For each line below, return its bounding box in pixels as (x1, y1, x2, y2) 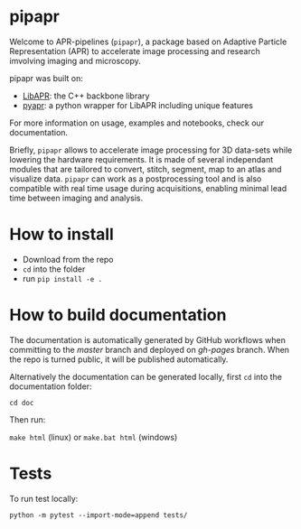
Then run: (9, 413, 46, 425)
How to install (9, 224, 115, 245)
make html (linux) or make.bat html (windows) (9, 432, 178, 442)
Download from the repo (22, 254, 115, 264)
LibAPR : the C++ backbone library (22, 90, 150, 101)
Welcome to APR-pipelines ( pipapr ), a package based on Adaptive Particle (9, 36, 287, 47)
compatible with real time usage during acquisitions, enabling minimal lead (9, 182, 287, 193)
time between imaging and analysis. (9, 192, 144, 203)
